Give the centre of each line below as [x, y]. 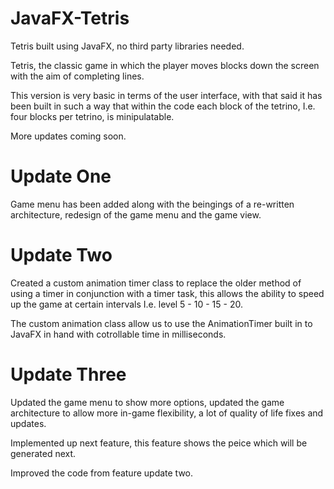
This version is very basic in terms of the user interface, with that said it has [166, 95]
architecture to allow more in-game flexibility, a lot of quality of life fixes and [167, 413]
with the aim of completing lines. [77, 76]
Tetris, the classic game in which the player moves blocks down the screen [165, 65]
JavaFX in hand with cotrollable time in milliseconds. [118, 334]
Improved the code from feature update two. [102, 473]
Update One [61, 176]
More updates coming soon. [68, 136]
